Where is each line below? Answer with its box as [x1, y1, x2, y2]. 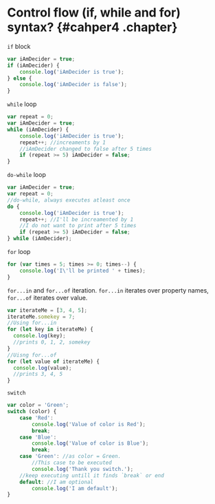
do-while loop [7, 171, 46, 179]
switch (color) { [7, 408, 57, 415]
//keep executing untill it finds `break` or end [19, 472, 165, 479]
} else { [7, 74, 32, 82]
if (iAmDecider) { [7, 62, 60, 69]
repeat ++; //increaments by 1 [19, 139, 106, 146]
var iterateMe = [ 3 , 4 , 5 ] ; [7, 306, 88, 314]
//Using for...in [7, 319, 57, 326]
